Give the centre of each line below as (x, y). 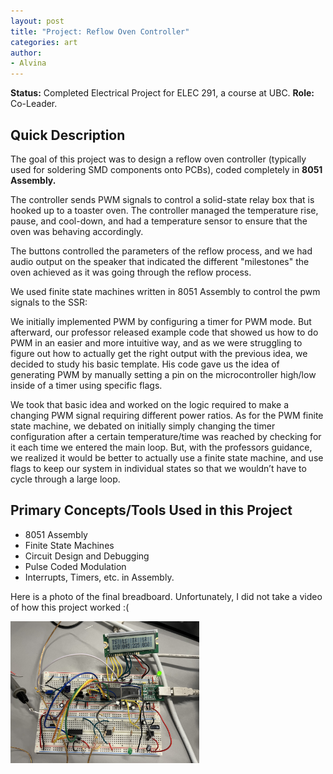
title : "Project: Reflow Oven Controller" (100, 31)
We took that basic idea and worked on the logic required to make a (150, 404)
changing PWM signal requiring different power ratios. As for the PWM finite (167, 415)
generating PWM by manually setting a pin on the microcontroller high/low (163, 374)
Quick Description (68, 135)
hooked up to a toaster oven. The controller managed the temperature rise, (164, 210)
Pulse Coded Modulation (75, 566)
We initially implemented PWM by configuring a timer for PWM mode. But (161, 321)
